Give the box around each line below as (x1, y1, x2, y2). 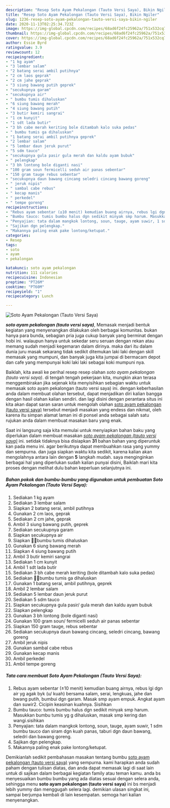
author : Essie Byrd (6, 40, 47, 45)
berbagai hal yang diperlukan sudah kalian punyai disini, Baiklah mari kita (6, 459, 158, 465)
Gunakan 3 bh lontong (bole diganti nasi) (13, 612, 98, 619)
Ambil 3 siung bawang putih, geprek (13, 521, 89, 528)
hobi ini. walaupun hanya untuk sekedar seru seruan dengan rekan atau (6, 338, 154, 344)
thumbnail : (6, 31, 29, 36)
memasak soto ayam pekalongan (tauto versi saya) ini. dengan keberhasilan (6, 385, 163, 392)
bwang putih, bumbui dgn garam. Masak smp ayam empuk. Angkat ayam (13, 696, 165, 702)
